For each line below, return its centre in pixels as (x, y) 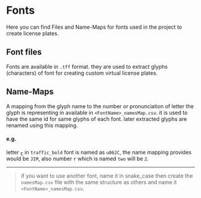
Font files (24, 52)
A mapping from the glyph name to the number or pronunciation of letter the (100, 106)
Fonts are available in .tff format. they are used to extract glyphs (87, 66)
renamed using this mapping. (42, 125)
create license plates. (33, 33)
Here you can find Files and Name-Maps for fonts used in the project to (94, 27)
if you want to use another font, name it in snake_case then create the (107, 176)
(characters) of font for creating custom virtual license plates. (82, 73)
